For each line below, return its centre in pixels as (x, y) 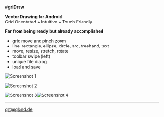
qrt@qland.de (19, 109)
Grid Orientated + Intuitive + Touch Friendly (49, 22)
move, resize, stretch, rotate (40, 51)
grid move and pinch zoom (39, 41)
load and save (26, 67)
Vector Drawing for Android (34, 16)
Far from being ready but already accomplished (54, 31)
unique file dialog (30, 61)
